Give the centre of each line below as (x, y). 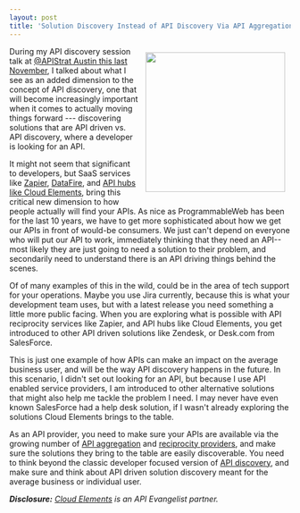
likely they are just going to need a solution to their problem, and (148, 249)
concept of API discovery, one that (73, 89)
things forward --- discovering (65, 118)
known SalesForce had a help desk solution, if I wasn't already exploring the (149, 407)
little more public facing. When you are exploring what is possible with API (146, 314)
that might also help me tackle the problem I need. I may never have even (144, 398)
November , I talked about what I (68, 70)
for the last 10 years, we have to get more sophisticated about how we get (145, 221)
